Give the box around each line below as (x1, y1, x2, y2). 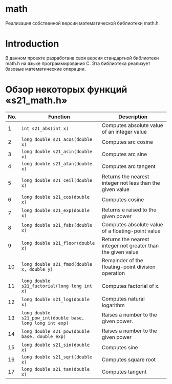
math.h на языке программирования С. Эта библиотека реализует (5, 60, 150, 67)
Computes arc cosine (101, 138, 154, 145)
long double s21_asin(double (21, 148, 93, 154)
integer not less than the (101, 179, 160, 186)
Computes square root (101, 356, 156, 363)
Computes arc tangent (101, 162, 156, 169)
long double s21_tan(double (21, 366, 90, 372)
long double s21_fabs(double (21, 222, 93, 228)
